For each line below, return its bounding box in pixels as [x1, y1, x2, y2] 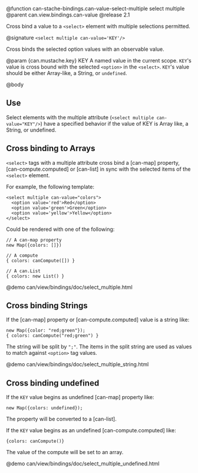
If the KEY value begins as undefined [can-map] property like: [6, 394, 154, 401]
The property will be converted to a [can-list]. [6, 416, 117, 423]
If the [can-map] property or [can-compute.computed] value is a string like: [6, 316, 190, 324]
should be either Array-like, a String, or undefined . [6, 70, 127, 76]
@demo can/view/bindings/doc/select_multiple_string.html [6, 361, 149, 368]
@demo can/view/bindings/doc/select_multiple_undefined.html [6, 460, 160, 467]
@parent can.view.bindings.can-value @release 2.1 [6, 11, 130, 18]
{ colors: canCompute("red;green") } [6, 333, 99, 339]
